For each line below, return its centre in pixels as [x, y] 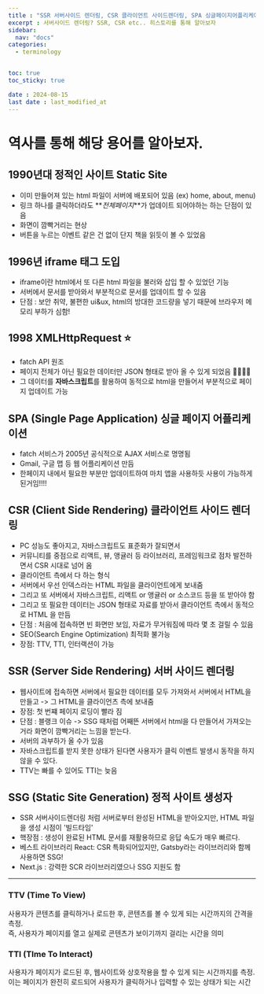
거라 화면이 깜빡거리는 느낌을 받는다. [75, 731]
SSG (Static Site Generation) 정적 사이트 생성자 [121, 797]
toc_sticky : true [37, 80]
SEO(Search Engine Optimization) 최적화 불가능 [95, 634]
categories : [27, 45]
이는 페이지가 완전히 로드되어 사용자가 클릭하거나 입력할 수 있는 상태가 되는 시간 [130, 981]
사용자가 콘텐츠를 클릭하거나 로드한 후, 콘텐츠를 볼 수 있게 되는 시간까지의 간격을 [131, 913]
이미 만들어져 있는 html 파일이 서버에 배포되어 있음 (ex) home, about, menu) [137, 195]
